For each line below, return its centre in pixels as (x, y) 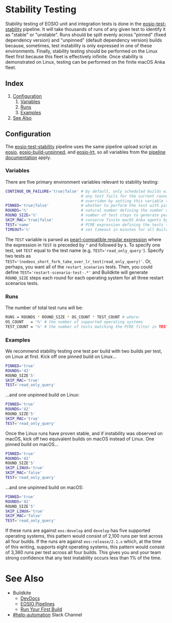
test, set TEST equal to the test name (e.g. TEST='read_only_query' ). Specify (84, 250)
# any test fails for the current (118, 196)
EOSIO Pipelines (37, 604)
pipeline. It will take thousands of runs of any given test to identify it (94, 29)
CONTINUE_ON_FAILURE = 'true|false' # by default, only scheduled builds (83, 191)
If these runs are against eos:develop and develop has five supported (78, 530)
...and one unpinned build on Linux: (42, 395)
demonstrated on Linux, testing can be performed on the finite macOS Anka (85, 62)
